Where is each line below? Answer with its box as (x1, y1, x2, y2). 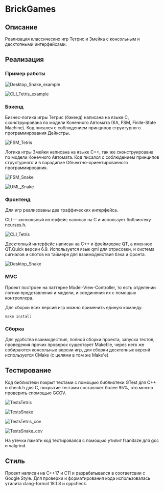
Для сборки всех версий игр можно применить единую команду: (5, 304, 143, 310)
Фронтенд (5, 196, 31, 202)
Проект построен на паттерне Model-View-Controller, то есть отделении (5, 284, 156, 290)
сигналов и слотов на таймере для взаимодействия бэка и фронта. (5, 252, 146, 258)
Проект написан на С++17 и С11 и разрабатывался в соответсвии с (5, 470, 145, 476)
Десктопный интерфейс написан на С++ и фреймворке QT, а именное (5, 241, 153, 247)
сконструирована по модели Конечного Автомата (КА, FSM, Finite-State (5, 119, 156, 125)
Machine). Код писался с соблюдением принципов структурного (5, 124, 141, 131)
